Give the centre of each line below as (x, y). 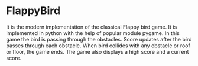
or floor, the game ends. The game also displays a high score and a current (98, 51)
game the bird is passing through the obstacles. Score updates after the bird (99, 39)
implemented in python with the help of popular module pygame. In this (93, 33)
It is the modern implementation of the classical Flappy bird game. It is (92, 27)
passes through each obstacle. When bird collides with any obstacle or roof (98, 46)
